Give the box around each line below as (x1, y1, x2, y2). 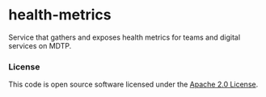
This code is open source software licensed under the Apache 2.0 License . (8, 79, 259, 90)
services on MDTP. (8, 40, 72, 50)
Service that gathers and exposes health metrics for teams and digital (8, 32, 241, 42)
